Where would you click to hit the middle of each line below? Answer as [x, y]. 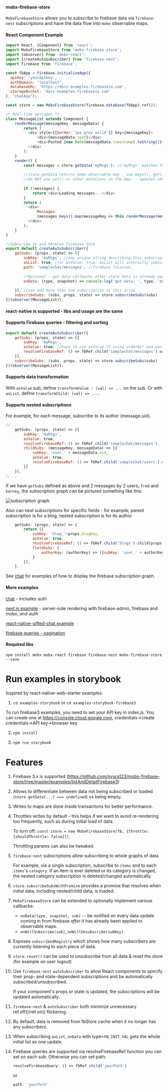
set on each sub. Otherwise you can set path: [60, 1057]
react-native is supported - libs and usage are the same [64, 311]
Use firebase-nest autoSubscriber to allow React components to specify [87, 971]
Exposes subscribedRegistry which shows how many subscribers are [84, 941]
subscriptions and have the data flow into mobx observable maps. [82, 23]
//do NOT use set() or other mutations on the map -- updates [89, 179]
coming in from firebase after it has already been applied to [81, 921]
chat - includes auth [26, 598]
